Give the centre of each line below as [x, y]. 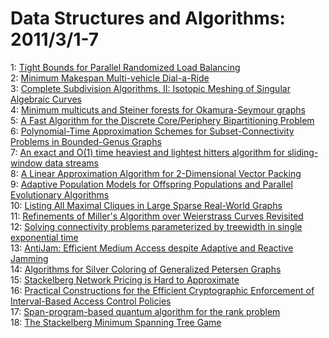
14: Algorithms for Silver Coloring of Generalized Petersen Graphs [146, 269]
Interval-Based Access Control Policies [91, 301]
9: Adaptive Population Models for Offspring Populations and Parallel [151, 184]
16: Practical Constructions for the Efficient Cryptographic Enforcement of [162, 290]
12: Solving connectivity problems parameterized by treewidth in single [156, 226]
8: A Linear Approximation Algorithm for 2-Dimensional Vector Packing [156, 173]
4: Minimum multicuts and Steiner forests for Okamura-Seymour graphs [158, 109]
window [26, 163]
